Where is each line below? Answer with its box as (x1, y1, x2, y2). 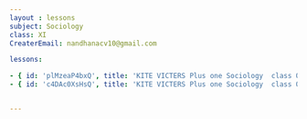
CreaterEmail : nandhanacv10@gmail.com (9, 38, 157, 48)
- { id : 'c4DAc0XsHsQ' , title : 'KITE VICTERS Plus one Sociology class (9, 80, 292, 89)
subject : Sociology (9, 22, 84, 31)
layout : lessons (9, 13, 76, 23)
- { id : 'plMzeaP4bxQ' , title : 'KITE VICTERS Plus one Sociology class (9, 72, 292, 81)
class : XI (9, 30, 48, 39)
